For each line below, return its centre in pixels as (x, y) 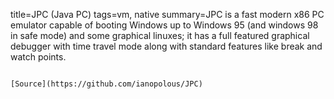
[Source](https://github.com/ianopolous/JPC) (106, 84)
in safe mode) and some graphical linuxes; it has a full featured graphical (160, 35)
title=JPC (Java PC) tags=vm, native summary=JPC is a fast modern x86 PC (167, 14)
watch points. (38, 57)
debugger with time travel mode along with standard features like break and (166, 46)
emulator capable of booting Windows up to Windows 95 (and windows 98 (164, 25)
